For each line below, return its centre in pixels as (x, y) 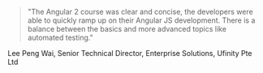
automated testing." (60, 37)
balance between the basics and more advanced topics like (127, 29)
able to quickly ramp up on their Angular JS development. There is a (141, 20)
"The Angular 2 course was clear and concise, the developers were (140, 12)
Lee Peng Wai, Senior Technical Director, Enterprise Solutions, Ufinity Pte (130, 53)
